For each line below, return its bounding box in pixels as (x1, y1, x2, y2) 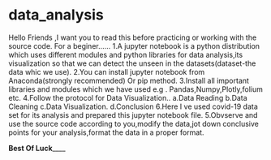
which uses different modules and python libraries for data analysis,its (8, 50, 243, 59)
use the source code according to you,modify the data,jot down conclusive (8, 119, 260, 128)
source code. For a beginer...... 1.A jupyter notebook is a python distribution (8, 41, 260, 50)
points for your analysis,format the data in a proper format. (8, 128, 204, 137)
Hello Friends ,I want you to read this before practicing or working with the (8, 32, 257, 42)
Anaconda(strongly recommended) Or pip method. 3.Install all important (8, 76, 250, 85)
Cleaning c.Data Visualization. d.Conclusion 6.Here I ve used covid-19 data (8, 102, 258, 111)
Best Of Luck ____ (8, 143, 67, 153)
